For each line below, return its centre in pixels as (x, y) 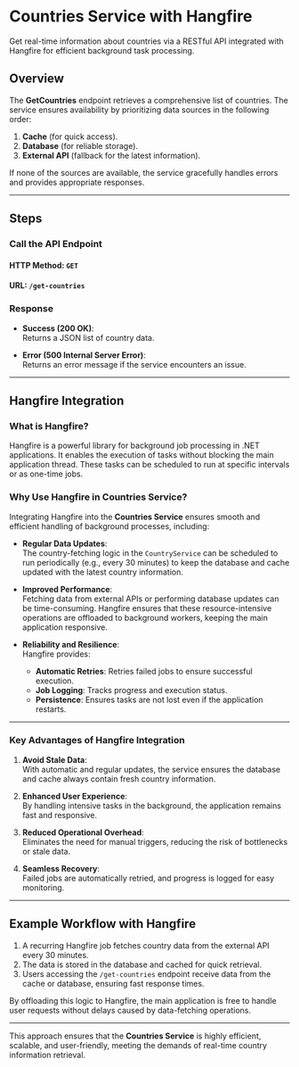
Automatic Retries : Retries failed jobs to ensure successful (144, 671)
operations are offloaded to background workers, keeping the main (145, 617)
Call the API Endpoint (56, 244)
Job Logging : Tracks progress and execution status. (131, 690)
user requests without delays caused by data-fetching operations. (130, 1010)
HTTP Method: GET (44, 265)
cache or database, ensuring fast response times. (113, 983)
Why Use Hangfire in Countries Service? (98, 497)
